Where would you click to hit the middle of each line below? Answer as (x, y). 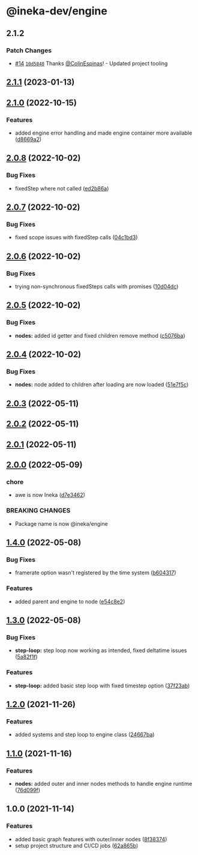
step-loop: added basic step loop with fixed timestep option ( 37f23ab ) (102, 686)
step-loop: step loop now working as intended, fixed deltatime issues (101, 651)
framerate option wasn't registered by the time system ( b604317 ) (95, 573)
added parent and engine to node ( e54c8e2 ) (70, 601)
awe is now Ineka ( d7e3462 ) (50, 495)
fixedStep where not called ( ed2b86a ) (62, 188)
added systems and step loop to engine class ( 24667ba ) (85, 735)
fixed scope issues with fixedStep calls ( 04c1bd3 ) (76, 237)
